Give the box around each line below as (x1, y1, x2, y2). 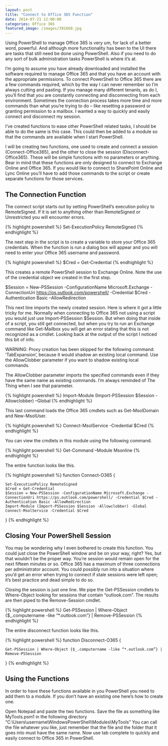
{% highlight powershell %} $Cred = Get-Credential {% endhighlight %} (5, 259, 154, 265)
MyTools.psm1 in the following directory (5, 713, 87, 719)
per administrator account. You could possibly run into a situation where (5, 566, 154, 572)
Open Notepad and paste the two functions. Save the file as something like (5, 708, 160, 714)
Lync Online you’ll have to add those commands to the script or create (5, 170, 150, 176)
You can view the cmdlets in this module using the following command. (5, 437, 152, 443)
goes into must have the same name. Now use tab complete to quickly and (5, 729, 159, 735)
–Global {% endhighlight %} (35, 398, 93, 404)
